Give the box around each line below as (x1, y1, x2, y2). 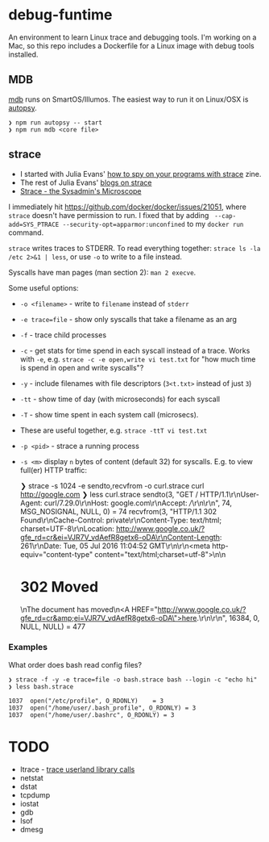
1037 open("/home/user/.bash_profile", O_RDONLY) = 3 (8, 704, 197, 712)
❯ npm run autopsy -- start (8, 119, 103, 127)
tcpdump (19, 790, 51, 800)
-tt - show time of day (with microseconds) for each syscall (19, 394, 220, 404)
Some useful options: (8, 283, 79, 292)
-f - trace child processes (19, 329, 107, 340)
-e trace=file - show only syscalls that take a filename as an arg (19, 314, 238, 324)
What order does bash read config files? (8, 660, 143, 669)
